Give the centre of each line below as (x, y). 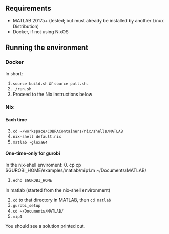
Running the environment (47, 48)
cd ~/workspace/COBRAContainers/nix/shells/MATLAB (68, 131)
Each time (16, 120)
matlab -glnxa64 (30, 142)
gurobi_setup (27, 206)
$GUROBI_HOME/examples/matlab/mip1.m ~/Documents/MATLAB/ (76, 170)
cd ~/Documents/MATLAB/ (38, 211)
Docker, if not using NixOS (41, 31)
